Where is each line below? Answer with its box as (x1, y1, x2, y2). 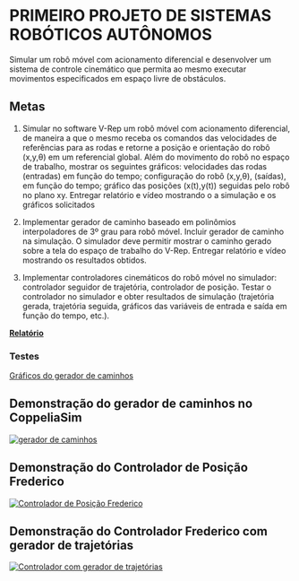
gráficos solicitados (21, 199, 96, 210)
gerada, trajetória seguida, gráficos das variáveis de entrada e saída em (21, 300, 288, 311)
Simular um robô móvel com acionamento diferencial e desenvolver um (9, 54, 271, 65)
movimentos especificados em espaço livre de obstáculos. (9, 73, 226, 83)
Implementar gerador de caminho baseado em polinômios (21, 216, 236, 227)
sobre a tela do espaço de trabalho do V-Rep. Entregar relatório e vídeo (21, 245, 286, 256)
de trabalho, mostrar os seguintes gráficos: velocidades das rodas (21, 160, 267, 171)
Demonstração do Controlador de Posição (9, 460, 249, 475)
